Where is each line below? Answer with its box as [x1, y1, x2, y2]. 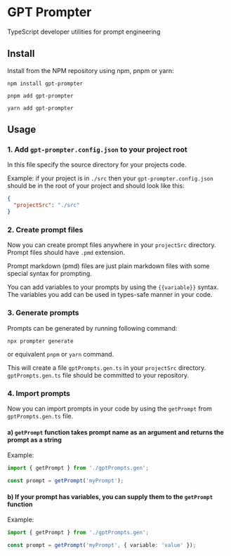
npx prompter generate [7, 338, 74, 345]
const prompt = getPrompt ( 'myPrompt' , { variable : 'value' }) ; [7, 541, 197, 548]
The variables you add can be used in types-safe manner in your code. [7, 291, 213, 299]
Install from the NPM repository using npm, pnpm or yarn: [7, 66, 174, 74]
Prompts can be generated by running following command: [7, 324, 178, 332]
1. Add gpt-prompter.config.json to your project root [7, 145, 187, 154]
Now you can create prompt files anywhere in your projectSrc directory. [7, 241, 216, 249]
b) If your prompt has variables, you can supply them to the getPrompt [7, 492, 213, 501]
